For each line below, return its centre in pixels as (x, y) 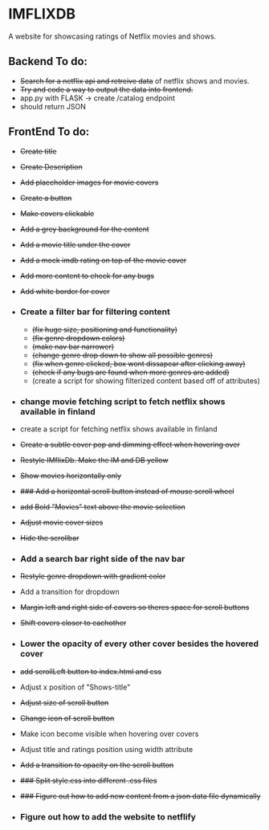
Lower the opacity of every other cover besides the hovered (139, 644)
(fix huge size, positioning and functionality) (105, 329)
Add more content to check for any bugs (87, 276)
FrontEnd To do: (49, 132)
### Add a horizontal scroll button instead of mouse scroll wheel (127, 492)
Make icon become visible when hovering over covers (109, 734)
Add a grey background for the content (85, 229)
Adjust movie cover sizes (61, 522)
